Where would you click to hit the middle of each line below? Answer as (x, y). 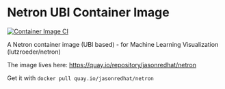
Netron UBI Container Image (88, 13)
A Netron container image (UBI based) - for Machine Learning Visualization (113, 44)
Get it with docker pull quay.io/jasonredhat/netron (80, 78)
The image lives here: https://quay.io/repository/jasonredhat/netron (102, 65)
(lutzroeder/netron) (34, 52)
